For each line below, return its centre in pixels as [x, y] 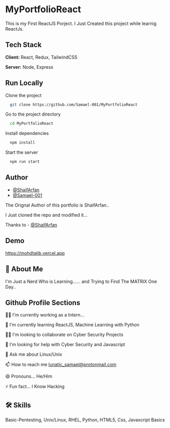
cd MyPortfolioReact [32, 124]
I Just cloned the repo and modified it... [47, 215]
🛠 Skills [18, 405]
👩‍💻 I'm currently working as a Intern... [45, 315]
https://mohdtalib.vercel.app [35, 253]
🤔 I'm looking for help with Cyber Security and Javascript [65, 345]
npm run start [25, 162]
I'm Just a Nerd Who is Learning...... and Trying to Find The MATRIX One [81, 281]
